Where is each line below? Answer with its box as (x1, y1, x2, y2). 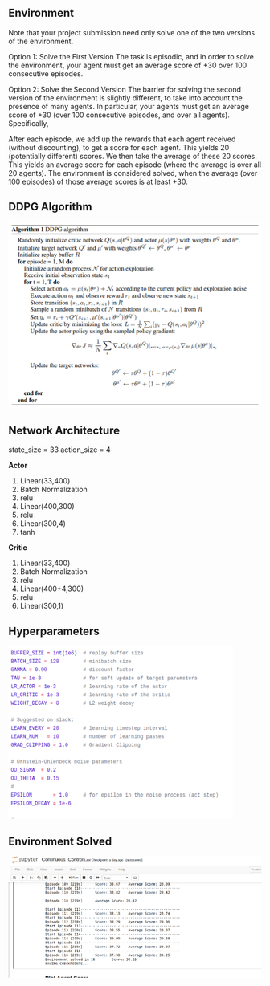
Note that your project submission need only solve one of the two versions (8, 27, 256, 37)
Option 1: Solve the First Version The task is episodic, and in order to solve (8, 51, 255, 61)
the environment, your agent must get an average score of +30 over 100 (8, 60, 247, 70)
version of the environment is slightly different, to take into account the (8, 92, 243, 103)
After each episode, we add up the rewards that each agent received (8, 134, 236, 144)
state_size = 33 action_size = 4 (8, 445, 111, 454)
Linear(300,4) (19, 519, 67, 528)
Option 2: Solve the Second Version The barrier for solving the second (8, 84, 241, 94)
